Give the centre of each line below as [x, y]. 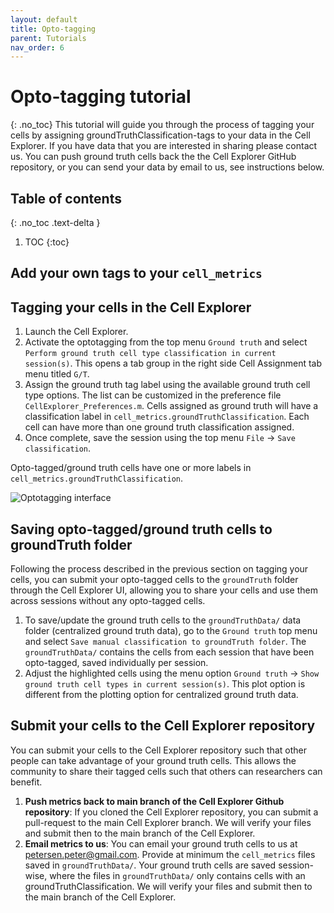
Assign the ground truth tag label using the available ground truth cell [167, 385]
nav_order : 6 [37, 47]
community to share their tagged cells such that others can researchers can [166, 771]
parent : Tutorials [48, 38]
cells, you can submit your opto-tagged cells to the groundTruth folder [154, 580]
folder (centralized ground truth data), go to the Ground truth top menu [171, 631]
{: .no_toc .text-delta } [55, 222]
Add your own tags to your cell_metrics [136, 273]
